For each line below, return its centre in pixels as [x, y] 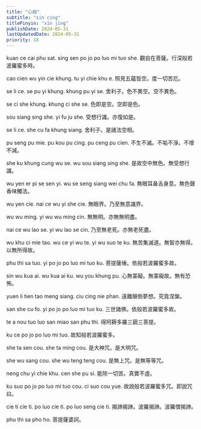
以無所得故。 [22, 250]
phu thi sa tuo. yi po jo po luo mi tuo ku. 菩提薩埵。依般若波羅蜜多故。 [93, 263]
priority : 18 [23, 40]
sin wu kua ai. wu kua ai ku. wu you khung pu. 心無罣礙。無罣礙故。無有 [96, 276]
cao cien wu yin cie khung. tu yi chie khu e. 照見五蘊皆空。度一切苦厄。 [95, 78]
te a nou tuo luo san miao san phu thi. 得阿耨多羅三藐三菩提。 [83, 322]
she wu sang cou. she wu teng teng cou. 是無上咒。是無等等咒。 [87, 360]
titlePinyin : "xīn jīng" [37, 23]
